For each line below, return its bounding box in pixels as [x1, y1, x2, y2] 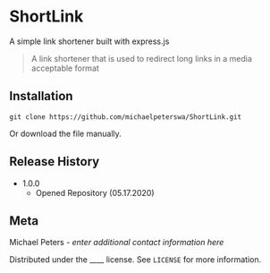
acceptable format [30, 63, 100, 73]
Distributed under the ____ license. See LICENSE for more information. [9, 254, 262, 265]
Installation [9, 89, 73, 104]
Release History [9, 154, 100, 169]
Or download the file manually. [9, 128, 122, 139]
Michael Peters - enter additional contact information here [9, 237, 224, 248]
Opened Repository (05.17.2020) [35, 187, 155, 198]
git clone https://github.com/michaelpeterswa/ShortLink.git [9, 112, 242, 122]
